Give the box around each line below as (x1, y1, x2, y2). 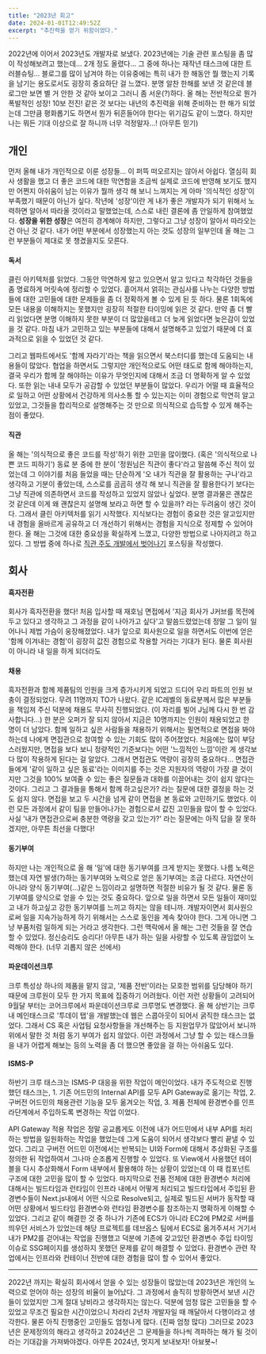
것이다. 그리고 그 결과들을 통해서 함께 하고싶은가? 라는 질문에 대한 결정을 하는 (8, 784, 246, 794)
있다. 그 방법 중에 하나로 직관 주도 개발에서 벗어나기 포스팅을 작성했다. (8, 539, 223, 548)
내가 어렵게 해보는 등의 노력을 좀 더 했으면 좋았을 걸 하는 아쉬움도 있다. (16, 1040, 234, 1049)
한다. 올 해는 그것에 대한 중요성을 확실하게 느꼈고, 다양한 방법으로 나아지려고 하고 (8, 528, 257, 538)
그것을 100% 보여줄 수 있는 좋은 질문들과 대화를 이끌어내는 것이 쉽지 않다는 (22, 774, 255, 784)
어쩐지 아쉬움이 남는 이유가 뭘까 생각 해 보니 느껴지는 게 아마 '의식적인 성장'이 (16, 186, 255, 196)
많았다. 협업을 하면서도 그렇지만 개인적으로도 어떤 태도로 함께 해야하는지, (28, 361, 253, 370)
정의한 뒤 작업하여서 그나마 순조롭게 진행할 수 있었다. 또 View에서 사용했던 (8, 1154, 237, 1163)
